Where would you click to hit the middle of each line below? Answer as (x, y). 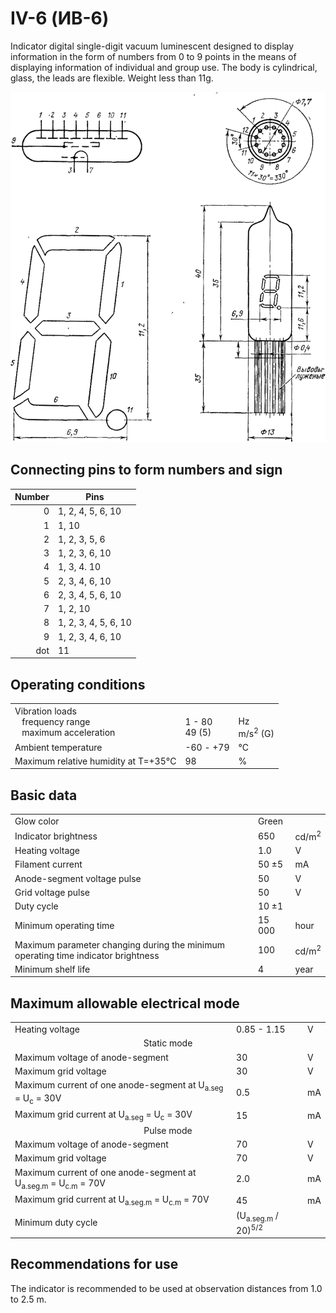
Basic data (44, 795)
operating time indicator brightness (87, 955)
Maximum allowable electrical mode (125, 1003)
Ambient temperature (58, 747)
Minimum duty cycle (56, 1223)
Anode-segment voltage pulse (78, 878)
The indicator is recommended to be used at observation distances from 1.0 (166, 1288)
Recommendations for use (94, 1264)
